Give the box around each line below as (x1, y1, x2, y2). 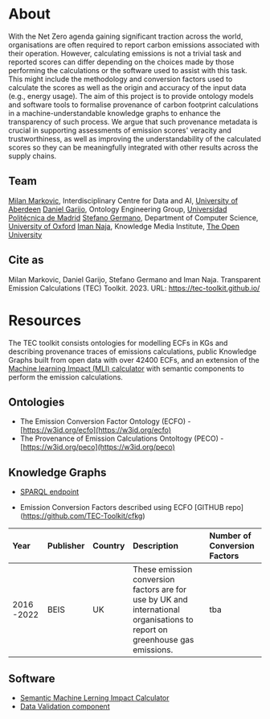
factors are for (132, 584, 187, 595)
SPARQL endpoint (19, 487, 80, 497)
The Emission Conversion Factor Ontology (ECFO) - (19, 417, 191, 426)
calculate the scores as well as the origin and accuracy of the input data (8, 82, 247, 92)
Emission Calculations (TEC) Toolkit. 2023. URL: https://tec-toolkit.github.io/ (8, 283, 260, 293)
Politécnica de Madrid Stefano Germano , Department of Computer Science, (8, 212, 259, 222)
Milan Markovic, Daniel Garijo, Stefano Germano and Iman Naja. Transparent (8, 274, 261, 284)
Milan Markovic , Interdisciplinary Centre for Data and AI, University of (8, 195, 239, 205)
